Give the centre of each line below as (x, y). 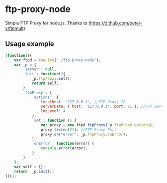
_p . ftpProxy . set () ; (52, 79)
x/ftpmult (14, 28)
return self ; (45, 83)
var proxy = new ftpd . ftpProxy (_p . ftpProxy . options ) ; (97, 125)
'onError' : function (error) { (63, 144)
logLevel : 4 (53, 111)
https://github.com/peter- (116, 23)
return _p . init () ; (34, 171)
